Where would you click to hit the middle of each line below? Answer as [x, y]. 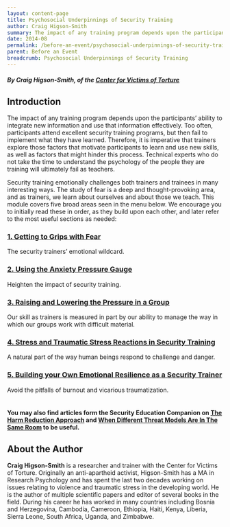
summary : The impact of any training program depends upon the [99, 33]
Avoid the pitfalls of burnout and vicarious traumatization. [88, 390]
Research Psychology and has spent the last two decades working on [105, 480]
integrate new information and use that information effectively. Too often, [110, 126]
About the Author [45, 449]
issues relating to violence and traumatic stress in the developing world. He [113, 487]
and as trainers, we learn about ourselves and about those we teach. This [111, 197]
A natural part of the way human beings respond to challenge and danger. [111, 357]
